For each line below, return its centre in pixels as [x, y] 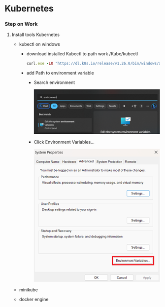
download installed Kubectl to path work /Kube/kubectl [82, 54]
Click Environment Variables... [64, 142]
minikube [28, 290]
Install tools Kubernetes [36, 35]
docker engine [34, 299]
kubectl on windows [39, 44]
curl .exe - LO [40, 64]
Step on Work [21, 24]
